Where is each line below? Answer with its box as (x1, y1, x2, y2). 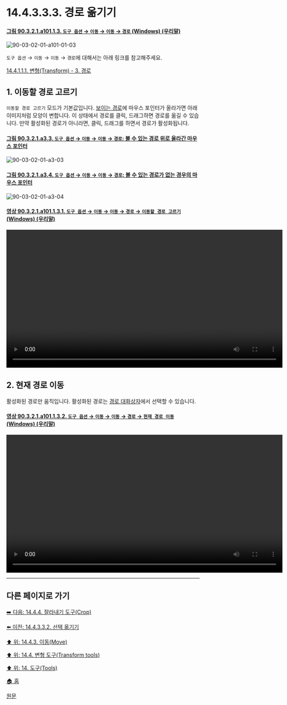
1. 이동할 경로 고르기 (6, 86, 78, 97)
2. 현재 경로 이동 (6, 380, 64, 391)
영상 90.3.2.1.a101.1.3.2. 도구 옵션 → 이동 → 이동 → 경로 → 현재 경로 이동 (6, 413, 175, 420)
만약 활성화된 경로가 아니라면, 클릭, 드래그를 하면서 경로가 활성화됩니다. (19, 120, 189, 127)
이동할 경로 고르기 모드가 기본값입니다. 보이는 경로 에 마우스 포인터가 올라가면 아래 (6, 104, 198, 112)
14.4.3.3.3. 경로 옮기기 (6, 6, 117, 20)
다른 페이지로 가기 (6, 591, 70, 601)
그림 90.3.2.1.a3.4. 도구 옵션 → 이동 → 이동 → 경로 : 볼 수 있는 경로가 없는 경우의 (6, 171, 191, 178)
